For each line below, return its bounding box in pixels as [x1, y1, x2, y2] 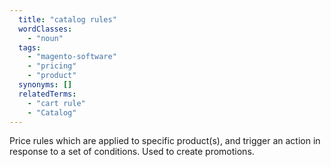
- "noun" [27, 33, 64, 43]
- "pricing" [27, 61, 77, 71]
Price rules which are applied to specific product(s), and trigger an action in [9, 135, 321, 147]
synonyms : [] [18, 80, 73, 90]
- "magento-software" [27, 52, 117, 62]
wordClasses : [18, 24, 73, 34]
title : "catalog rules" [18, 14, 117, 25]
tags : [18, 42, 42, 53]
